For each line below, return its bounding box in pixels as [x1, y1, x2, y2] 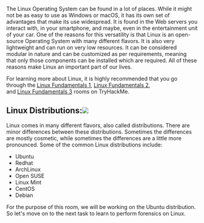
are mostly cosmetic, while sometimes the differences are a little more [6, 134, 182, 142]
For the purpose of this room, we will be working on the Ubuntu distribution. [6, 203, 196, 210]
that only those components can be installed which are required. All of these [6, 57, 197, 64]
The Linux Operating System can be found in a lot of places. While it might [6, 5, 192, 12]
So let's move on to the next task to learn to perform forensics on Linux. [6, 210, 186, 217]
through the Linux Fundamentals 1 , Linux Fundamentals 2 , [6, 81, 151, 89]
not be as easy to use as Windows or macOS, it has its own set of [6, 12, 170, 19]
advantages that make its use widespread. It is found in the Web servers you [6, 18, 198, 25]
